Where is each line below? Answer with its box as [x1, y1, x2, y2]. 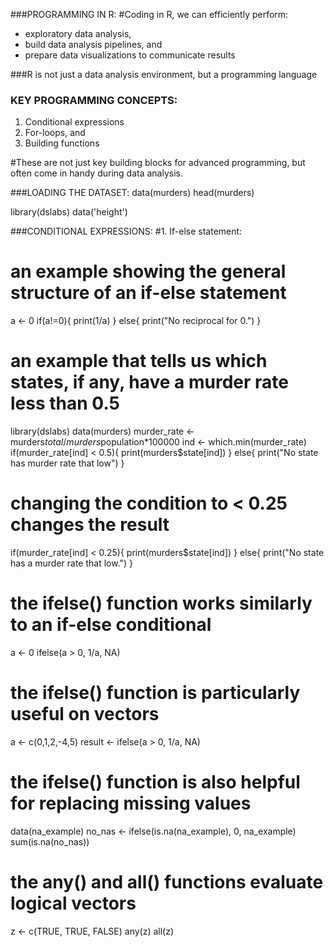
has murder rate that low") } [10, 457, 125, 469]
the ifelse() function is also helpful [10, 771, 301, 794]
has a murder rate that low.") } [10, 557, 134, 569]
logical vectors [10, 892, 137, 915]
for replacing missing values [10, 792, 252, 815]
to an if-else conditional [10, 614, 212, 636]
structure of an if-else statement [10, 282, 287, 304]
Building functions [24, 137, 100, 149]
